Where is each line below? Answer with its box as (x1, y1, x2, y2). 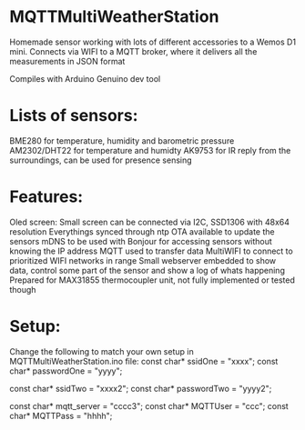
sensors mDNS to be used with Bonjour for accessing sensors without (9, 235, 273, 246)
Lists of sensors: (9, 105, 138, 126)
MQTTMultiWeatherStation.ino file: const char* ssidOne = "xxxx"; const (9, 355, 279, 366)
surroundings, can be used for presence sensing (9, 155, 193, 165)
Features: (9, 186, 84, 207)
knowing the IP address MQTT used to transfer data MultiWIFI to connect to (9, 245, 293, 256)
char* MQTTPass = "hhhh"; (9, 410, 113, 421)
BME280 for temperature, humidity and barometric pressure (9, 135, 235, 146)
